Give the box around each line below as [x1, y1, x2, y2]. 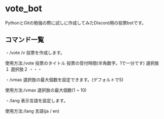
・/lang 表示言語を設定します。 [5, 97, 68, 103]
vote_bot [5, 3, 42, 14]
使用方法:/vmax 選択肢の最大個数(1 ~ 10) [5, 87, 87, 93]
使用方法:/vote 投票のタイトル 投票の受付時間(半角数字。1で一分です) [5, 60, 145, 66]
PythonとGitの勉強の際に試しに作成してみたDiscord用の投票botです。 [5, 20, 146, 26]
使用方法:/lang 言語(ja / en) [5, 108, 60, 114]
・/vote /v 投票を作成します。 [5, 50, 65, 56]
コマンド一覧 [5, 35, 44, 44]
